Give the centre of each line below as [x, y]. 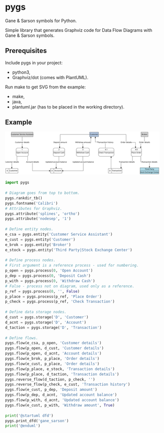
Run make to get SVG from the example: [46, 87]
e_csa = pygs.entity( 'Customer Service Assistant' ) [59, 235]
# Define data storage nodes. [36, 312]
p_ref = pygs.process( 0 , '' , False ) [42, 291]
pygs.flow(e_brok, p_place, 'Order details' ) [52, 359]
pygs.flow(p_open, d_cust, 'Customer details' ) [55, 348]
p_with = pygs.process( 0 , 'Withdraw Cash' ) [50, 281]
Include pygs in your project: [34, 62]
